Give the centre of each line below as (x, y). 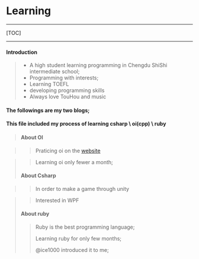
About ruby (35, 214)
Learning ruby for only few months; (78, 238)
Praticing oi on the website (68, 151)
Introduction (22, 52)
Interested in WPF (57, 200)
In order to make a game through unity (82, 188)
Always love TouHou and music (68, 97)
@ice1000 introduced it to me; (72, 250)
